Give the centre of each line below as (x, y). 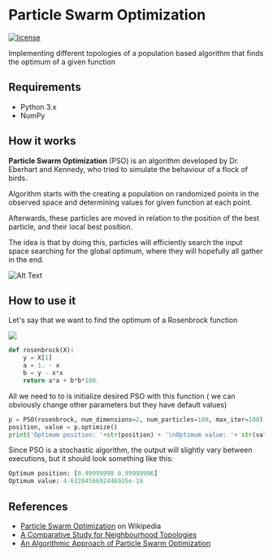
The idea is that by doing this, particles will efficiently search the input (126, 242)
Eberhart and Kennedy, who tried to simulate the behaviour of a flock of (128, 169)
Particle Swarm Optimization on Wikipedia (91, 526)
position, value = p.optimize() (63, 427)
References (38, 506)
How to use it (42, 301)
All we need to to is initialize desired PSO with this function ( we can (122, 396)
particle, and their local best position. (70, 226)
